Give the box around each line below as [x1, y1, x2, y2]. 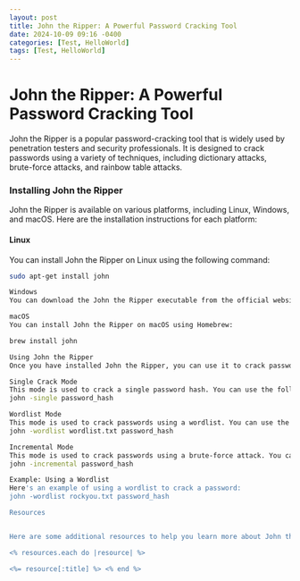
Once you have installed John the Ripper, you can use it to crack [9, 361, 266, 370]
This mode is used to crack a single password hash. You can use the [9, 385, 274, 394]
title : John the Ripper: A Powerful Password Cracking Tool [9, 21, 238, 30]
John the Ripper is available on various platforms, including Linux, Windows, [9, 205, 290, 215]
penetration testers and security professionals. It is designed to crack [9, 143, 265, 154]
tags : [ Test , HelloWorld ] [9, 46, 105, 55]
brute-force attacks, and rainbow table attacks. [9, 162, 183, 173]
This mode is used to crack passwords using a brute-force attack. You [9, 450, 281, 460]
